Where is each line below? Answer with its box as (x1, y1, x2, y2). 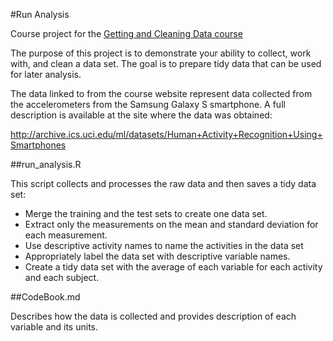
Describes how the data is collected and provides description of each (10, 310, 297, 322)
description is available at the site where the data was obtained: (10, 109, 273, 121)
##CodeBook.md (10, 291, 81, 303)
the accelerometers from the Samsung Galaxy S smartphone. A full (10, 99, 286, 110)
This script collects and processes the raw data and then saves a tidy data (10, 178, 317, 189)
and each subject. (24, 272, 100, 283)
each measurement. (24, 229, 108, 241)
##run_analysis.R (10, 159, 82, 170)
